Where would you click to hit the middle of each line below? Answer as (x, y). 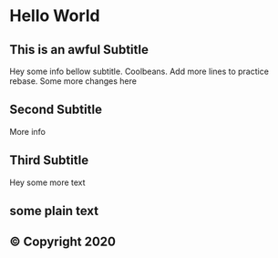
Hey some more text (47, 182)
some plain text (54, 211)
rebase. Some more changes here (73, 81)
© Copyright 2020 (63, 242)
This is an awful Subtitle (79, 50)
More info (28, 131)
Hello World (55, 16)
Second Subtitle (56, 110)
